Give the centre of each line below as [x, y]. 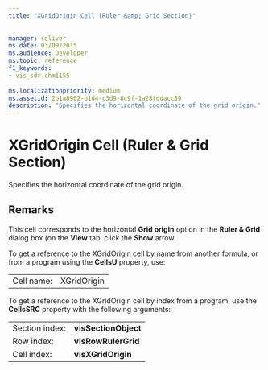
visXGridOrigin [103, 354]
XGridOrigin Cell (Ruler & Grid [109, 145]
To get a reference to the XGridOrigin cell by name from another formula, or [134, 253]
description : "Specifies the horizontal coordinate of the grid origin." [135, 105]
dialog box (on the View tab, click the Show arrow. [92, 237]
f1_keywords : [30, 68]
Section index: [39, 328]
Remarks [31, 210]
